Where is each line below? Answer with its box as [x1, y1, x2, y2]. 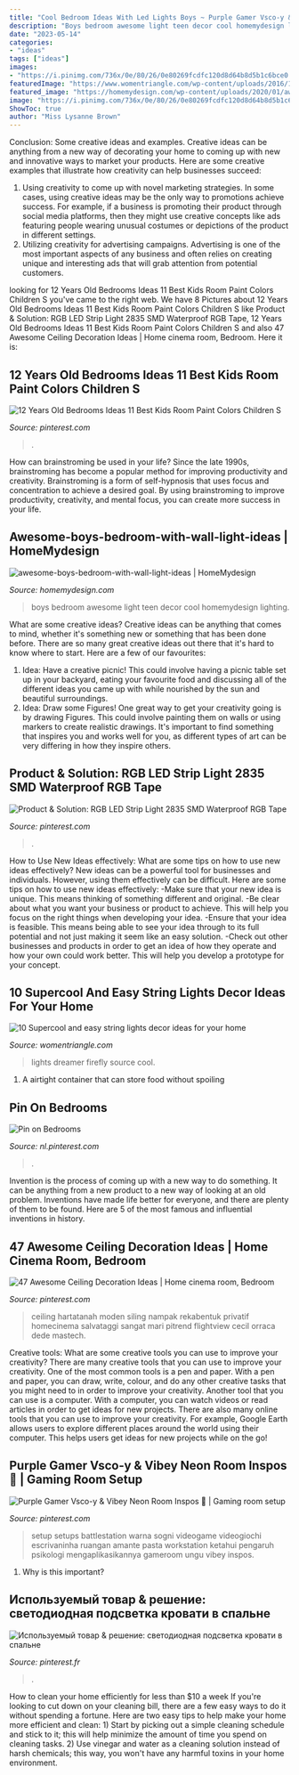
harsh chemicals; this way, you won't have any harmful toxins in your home [9, 1747, 285, 1758]
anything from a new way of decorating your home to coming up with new [9, 146, 280, 157]
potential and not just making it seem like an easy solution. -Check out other [9, 931, 288, 942]
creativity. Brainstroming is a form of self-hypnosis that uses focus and [9, 475, 270, 486]
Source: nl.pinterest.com [9, 1141, 100, 1152]
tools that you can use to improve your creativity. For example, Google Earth [9, 1414, 288, 1424]
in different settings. [21, 230, 96, 240]
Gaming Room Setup [26, 1472, 143, 1487]
